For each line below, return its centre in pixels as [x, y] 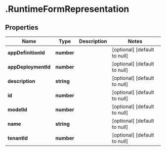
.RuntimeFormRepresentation [67, 9]
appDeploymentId [29, 67]
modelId [17, 110]
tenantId [18, 138]
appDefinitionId [26, 53]
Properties [22, 27]
